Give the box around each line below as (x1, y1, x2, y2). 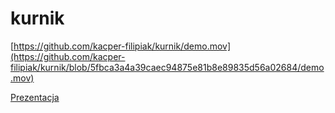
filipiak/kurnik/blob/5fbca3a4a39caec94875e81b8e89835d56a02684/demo (10, 61, 325, 73)
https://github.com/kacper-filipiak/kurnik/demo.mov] (13, 40, 232, 52)
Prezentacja (10, 91, 60, 103)
